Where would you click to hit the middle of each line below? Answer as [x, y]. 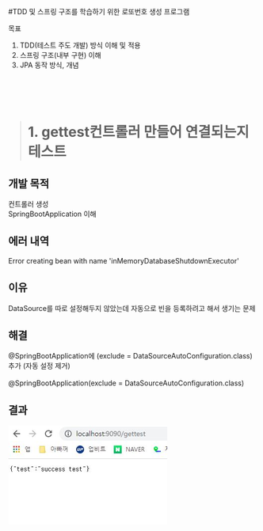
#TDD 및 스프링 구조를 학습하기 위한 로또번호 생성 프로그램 [99, 11]
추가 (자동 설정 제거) [40, 366]
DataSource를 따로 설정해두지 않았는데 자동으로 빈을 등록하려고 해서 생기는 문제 [132, 308]
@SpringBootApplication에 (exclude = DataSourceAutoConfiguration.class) [131, 356]
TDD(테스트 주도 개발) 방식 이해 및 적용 [80, 45]
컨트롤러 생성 [29, 204]
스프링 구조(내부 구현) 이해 [60, 55]
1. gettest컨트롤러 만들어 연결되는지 [138, 132]
